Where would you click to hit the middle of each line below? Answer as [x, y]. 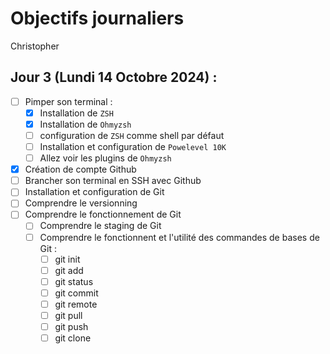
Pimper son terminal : [68, 101]
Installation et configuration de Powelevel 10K [133, 146]
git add [69, 270]
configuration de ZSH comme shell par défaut [132, 135]
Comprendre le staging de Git [100, 226]
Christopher [35, 46]
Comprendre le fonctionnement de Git [103, 214]
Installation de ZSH [76, 113]
